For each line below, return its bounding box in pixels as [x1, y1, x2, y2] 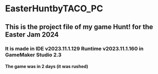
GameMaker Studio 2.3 [5, 51, 62, 58]
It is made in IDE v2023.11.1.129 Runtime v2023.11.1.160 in [5, 45, 144, 52]
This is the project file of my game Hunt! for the [5, 23, 153, 31]
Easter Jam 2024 [5, 30, 59, 38]
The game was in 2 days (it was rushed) [5, 64, 88, 70]
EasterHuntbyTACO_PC [5, 3, 103, 14]
